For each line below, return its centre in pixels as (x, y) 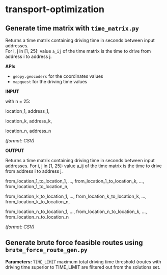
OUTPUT (15, 150)
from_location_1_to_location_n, (37, 186)
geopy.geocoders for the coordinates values (58, 76)
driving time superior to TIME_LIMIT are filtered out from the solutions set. (83, 267)
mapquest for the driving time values (50, 82)
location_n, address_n (28, 131)
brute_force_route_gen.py (46, 250)
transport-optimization (55, 9)
